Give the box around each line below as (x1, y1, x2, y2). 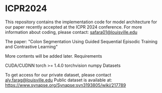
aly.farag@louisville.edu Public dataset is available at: (5, 77, 112, 83)
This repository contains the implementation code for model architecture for (5, 19, 157, 25)
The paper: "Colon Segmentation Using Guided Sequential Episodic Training (5, 38, 158, 44)
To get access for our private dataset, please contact (5, 72, 111, 77)
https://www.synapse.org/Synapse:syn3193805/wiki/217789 (5, 82, 126, 88)
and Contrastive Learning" (5, 44, 58, 49)
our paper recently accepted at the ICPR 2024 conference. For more (5, 24, 142, 30)
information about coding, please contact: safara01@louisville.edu (5, 29, 138, 35)
